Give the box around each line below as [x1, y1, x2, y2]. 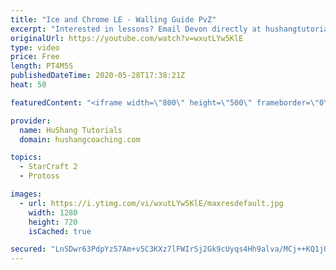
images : [10, 189, 43, 199]
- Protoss [19, 171, 60, 181]
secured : [10, 244, 47, 255]
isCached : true [28, 226, 92, 236]
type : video [10, 42, 60, 53]
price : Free [10, 52, 60, 62]
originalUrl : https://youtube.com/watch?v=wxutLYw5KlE [10, 33, 244, 43]
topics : [10, 152, 43, 163]
